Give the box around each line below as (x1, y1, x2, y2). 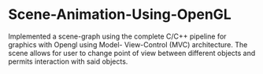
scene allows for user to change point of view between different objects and (8, 48, 256, 57)
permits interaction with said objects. (8, 57, 128, 66)
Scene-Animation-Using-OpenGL (8, 6, 232, 24)
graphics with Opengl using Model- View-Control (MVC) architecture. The (8, 39, 248, 49)
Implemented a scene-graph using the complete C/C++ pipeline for (8, 31, 227, 41)
